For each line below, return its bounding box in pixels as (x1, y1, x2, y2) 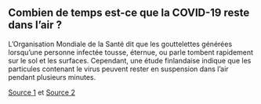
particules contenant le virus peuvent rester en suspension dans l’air (8, 64, 229, 74)
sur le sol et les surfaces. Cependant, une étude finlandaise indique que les (8, 56, 252, 65)
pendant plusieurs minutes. (8, 72, 96, 81)
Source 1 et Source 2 (8, 88, 76, 97)
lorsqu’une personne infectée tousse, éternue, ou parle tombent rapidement (8, 47, 253, 57)
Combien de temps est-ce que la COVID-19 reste (8, 6, 250, 20)
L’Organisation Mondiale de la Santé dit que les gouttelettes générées (8, 39, 233, 48)
